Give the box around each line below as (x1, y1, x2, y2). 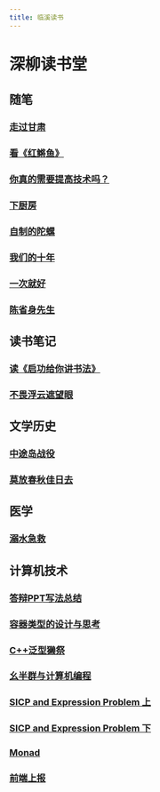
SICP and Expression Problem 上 (9, 696, 151, 708)
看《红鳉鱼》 (9, 148, 65, 160)
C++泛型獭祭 (9, 644, 65, 656)
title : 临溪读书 (9, 12, 64, 22)
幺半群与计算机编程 (9, 670, 92, 683)
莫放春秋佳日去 (9, 474, 74, 486)
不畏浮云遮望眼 (9, 388, 74, 401)
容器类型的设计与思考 (9, 618, 100, 630)
